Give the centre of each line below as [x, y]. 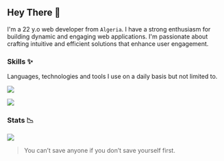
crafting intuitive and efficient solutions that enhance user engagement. [108, 44]
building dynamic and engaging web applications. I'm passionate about [108, 36]
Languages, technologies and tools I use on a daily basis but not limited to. [112, 77]
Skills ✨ [20, 61]
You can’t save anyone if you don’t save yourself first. [100, 151]
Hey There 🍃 [34, 13]
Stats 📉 [21, 121]
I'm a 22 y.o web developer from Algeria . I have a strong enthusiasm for [109, 29]
